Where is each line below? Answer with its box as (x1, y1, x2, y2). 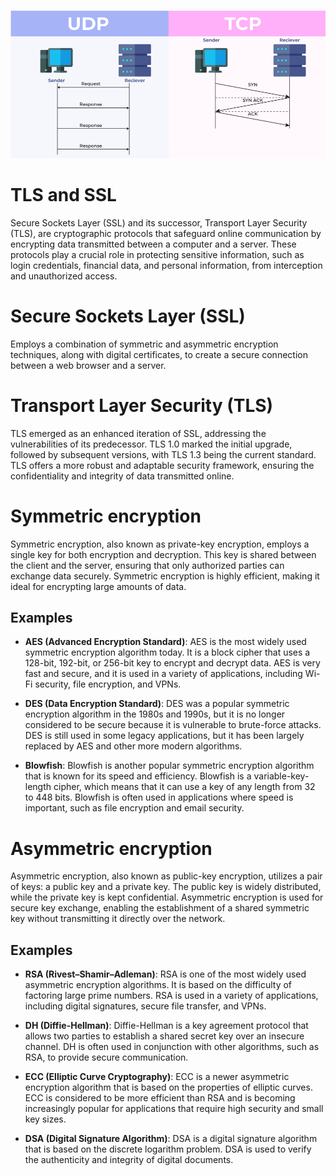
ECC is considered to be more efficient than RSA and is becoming (24, 1092, 296, 1104)
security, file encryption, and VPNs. (34, 678, 182, 690)
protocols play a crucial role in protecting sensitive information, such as (10, 248, 305, 260)
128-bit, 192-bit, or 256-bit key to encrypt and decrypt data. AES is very (24, 657, 321, 669)
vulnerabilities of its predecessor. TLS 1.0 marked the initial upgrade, (10, 438, 293, 450)
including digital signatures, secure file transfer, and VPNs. (24, 1000, 267, 1012)
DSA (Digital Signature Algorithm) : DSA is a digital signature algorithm (24, 1133, 318, 1145)
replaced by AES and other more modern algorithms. (24, 740, 243, 752)
